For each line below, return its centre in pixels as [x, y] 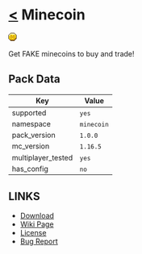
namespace [31, 123]
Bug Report [39, 242]
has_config [30, 169]
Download [37, 216]
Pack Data [34, 79]
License [33, 233]
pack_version [34, 135]
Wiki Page [37, 224]
